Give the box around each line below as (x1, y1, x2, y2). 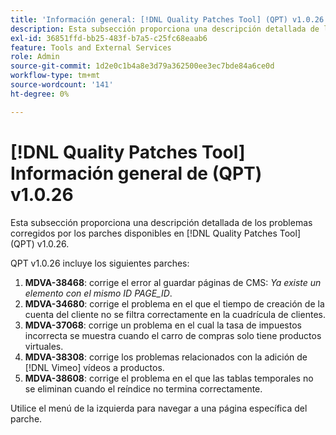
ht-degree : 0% (10, 89, 70, 99)
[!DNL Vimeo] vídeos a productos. (24, 361, 165, 373)
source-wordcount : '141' (10, 80, 114, 90)
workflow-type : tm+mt (10, 71, 101, 81)
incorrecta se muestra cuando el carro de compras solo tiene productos (24, 329, 322, 341)
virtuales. (24, 340, 64, 352)
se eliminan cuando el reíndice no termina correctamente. (24, 382, 263, 395)
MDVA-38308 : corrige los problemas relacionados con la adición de (24, 351, 308, 363)
